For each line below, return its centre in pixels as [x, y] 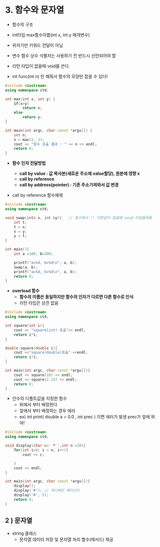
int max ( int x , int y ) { [30, 99]
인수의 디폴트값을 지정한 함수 [39, 399]
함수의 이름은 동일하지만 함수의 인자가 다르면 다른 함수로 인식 [76, 297]
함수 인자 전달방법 [29, 163]
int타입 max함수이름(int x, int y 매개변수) [51, 35]
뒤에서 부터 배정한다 [38, 405]
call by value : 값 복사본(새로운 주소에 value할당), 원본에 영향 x [80, 173]
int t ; [20, 222]
